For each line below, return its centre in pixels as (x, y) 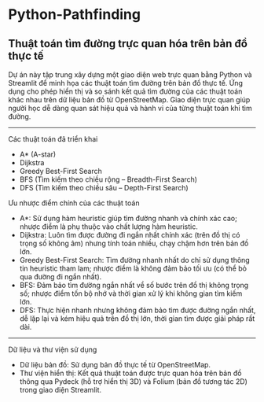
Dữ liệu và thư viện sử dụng (53, 349)
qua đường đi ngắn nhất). (60, 277)
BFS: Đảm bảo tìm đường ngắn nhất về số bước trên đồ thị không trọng (134, 285)
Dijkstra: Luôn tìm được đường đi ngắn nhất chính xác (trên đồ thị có (130, 235)
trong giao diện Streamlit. (60, 390)
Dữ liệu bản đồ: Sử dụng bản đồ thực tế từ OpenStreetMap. (115, 365)
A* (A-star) (38, 154)
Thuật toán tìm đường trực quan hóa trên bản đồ (128, 44)
